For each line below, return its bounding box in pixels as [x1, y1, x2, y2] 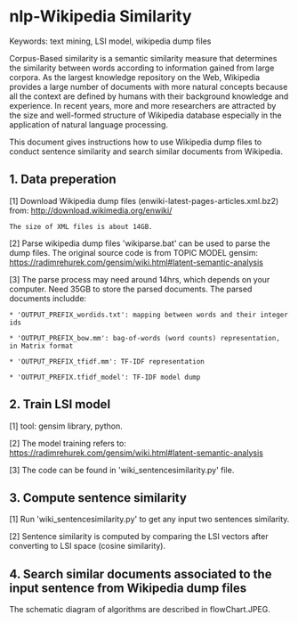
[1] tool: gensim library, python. [9, 421, 123, 431]
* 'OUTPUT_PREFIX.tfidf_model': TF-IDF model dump [9, 373, 201, 381]
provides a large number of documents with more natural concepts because [9, 81, 288, 92]
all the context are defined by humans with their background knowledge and [9, 91, 289, 102]
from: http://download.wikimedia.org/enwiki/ [9, 205, 173, 216]
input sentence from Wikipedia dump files [9, 580, 247, 595]
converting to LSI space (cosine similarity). [9, 541, 166, 552]
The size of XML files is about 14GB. [9, 222, 153, 231]
